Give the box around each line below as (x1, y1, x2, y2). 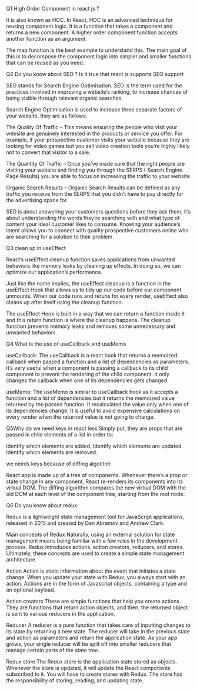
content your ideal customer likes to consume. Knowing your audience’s (6, 221, 181, 228)
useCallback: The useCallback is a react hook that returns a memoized (6, 352, 178, 359)
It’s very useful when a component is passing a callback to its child (6, 364, 168, 371)
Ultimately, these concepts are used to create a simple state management (6, 550, 185, 557)
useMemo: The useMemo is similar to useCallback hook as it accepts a (6, 389, 178, 395)
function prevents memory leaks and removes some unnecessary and (6, 323, 175, 330)
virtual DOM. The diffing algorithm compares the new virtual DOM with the (6, 484, 186, 491)
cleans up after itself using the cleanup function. (6, 299, 123, 305)
